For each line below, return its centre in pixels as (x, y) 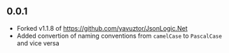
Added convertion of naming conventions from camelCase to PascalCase (119, 36)
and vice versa (38, 43)
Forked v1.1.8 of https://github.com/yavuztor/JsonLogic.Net (102, 28)
